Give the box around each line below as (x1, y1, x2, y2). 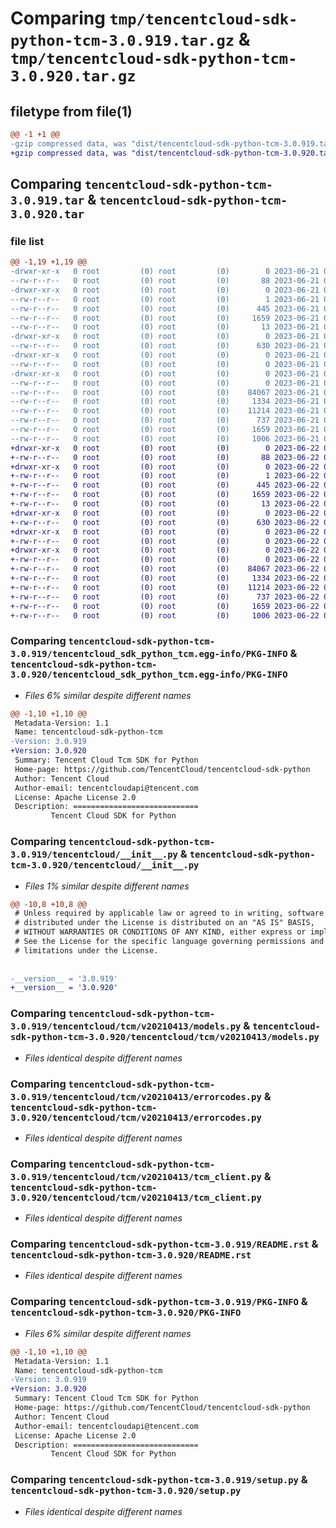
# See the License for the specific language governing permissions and (14, 937, 325, 947)
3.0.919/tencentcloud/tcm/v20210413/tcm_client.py (10, 1171, 262, 1182)
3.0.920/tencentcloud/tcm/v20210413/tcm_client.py (10, 1192, 262, 1203)
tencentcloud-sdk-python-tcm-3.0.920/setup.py (10, 1485, 242, 1497)
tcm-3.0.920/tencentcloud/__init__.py (10, 860, 200, 871)
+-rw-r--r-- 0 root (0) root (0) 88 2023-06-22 (10, 452, 320, 462)
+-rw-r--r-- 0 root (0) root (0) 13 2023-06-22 (10, 499, 320, 509)
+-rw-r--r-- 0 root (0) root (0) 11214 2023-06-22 (10, 582, 320, 592)
